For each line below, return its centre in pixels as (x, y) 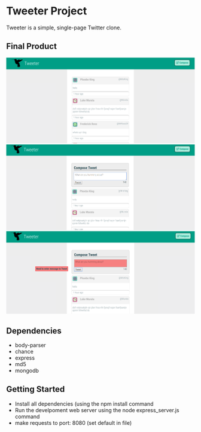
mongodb (27, 370)
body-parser (30, 345)
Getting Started (36, 389)
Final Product (31, 46)
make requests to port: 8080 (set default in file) (73, 422)
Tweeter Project (47, 11)
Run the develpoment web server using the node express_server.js (97, 410)
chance (24, 351)
